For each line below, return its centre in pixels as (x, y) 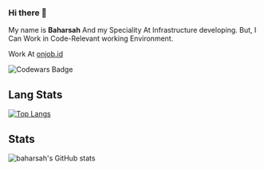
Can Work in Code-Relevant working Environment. (91, 38)
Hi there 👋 (28, 13)
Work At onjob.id (36, 54)
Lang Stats (35, 95)
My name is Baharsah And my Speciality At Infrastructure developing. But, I (132, 30)
